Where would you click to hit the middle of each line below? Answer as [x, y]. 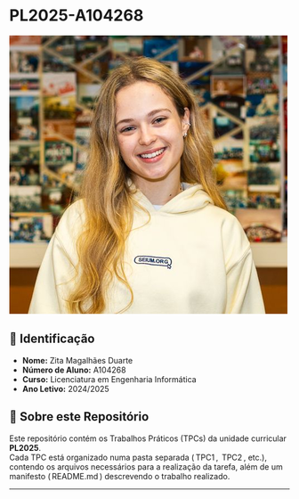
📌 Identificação [52, 339]
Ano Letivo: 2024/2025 [65, 389]
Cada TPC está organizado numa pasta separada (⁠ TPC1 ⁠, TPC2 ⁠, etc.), [138, 457]
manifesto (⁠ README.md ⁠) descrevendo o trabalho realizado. [120, 476]
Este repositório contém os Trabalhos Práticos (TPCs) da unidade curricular [148, 438]
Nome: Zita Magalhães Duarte [77, 360]
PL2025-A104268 [77, 16]
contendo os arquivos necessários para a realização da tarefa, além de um [146, 466]
